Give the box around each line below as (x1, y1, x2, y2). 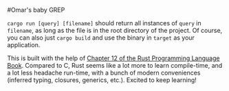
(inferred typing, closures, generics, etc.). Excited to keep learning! (7, 76, 197, 84)
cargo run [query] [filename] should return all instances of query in (7, 19, 201, 27)
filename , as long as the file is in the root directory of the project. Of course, (7, 27, 223, 34)
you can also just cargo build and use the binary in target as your (7, 34, 195, 42)
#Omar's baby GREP (7, 6, 65, 14)
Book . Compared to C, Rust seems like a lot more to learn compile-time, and (7, 62, 223, 69)
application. (7, 41, 41, 49)
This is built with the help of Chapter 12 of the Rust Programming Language (7, 54, 220, 62)
